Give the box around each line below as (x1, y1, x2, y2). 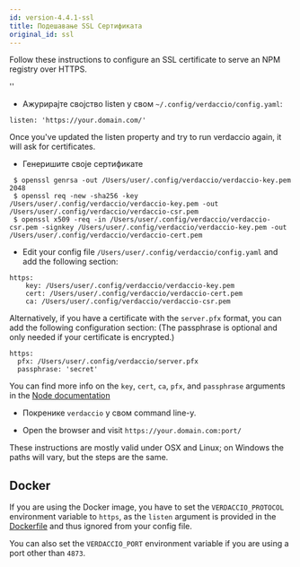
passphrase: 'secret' (17, 365, 99, 374)
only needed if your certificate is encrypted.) (9, 332, 175, 343)
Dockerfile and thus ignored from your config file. (9, 521, 193, 532)
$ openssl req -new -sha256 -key (13, 192, 139, 201)
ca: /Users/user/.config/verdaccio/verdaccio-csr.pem (25, 297, 231, 306)
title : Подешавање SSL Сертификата (9, 22, 143, 31)
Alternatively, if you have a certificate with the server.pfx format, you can (9, 313, 282, 324)
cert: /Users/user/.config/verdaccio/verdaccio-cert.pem (25, 289, 243, 299)
